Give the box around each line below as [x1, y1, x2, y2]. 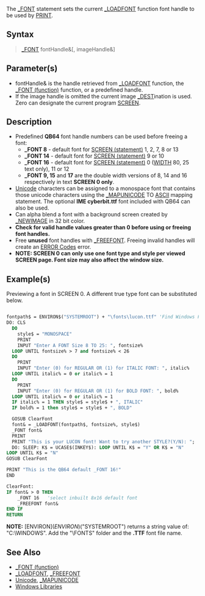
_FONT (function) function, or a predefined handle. [15, 86, 143, 94]
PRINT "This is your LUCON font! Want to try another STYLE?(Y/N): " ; [12, 438, 195, 445]
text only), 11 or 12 [24, 165, 70, 173]
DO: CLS [6, 320, 26, 326]
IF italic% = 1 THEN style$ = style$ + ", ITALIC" [12, 399, 143, 405]
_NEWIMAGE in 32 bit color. [15, 217, 85, 225]
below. [6, 296, 23, 304]
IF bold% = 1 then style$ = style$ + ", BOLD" [12, 405, 132, 411]
